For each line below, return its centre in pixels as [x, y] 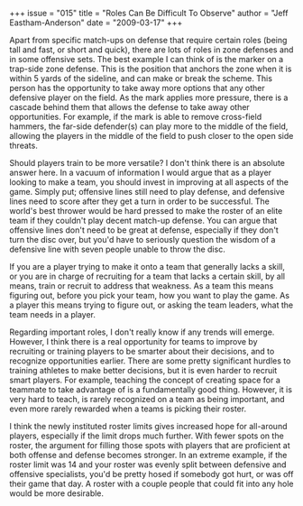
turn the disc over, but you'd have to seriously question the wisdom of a [142, 239]
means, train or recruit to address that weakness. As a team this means [142, 286]
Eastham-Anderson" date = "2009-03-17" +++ [96, 23]
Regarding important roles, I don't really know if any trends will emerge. [142, 332]
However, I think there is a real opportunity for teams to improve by [133, 341]
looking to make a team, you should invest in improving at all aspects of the [149, 182]
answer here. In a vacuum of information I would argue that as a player [141, 172]
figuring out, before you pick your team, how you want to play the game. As [150, 295]
